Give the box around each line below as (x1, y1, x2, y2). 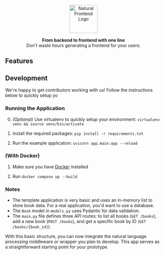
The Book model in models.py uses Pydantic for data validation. (12, 208, 140, 214)
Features (5, 57, 33, 65)
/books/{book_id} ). (12, 224, 51, 230)
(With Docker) (5, 152, 40, 159)
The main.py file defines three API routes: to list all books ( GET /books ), (12, 213, 157, 219)
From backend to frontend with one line (42, 37, 125, 43)
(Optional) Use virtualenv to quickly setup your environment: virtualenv (12, 116, 160, 122)
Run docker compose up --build (12, 173, 78, 179)
